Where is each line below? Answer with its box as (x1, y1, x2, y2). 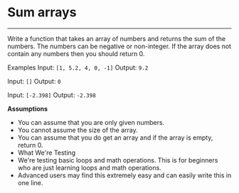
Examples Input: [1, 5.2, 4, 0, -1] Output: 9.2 (7, 63, 149, 72)
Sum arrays (7, 4, 77, 21)
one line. (17, 178, 43, 187)
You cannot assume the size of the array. (17, 126, 138, 134)
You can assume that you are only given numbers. (17, 118, 165, 126)
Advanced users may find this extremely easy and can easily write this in (17, 171, 232, 180)
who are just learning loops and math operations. (17, 163, 161, 172)
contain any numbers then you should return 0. (7, 49, 145, 57)
